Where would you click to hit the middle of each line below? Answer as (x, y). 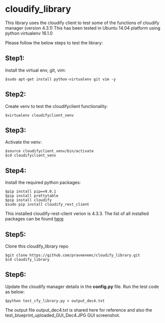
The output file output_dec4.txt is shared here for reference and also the (79, 310)
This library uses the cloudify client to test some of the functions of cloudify (82, 23)
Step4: (16, 170)
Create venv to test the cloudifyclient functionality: (57, 106)
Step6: (16, 275)
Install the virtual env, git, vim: (35, 70)
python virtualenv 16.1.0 (29, 33)
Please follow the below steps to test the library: (54, 42)
